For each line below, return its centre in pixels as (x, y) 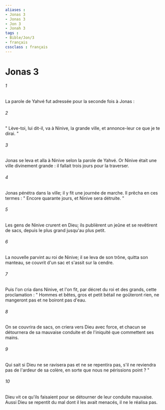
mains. (12, 337)
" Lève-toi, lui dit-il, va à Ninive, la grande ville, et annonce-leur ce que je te (83, 128)
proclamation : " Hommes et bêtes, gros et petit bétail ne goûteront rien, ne (82, 295)
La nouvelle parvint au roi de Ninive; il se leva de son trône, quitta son (77, 257)
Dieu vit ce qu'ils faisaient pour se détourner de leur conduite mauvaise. (79, 397)
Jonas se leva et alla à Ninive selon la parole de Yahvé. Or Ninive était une (81, 160)
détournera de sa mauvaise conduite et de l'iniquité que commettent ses (80, 332)
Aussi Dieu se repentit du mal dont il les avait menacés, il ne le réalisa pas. (82, 402)
